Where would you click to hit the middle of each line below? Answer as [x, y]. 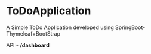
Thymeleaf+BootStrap [33, 33]
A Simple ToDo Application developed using [60, 27]
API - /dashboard [28, 45]
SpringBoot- [130, 27]
